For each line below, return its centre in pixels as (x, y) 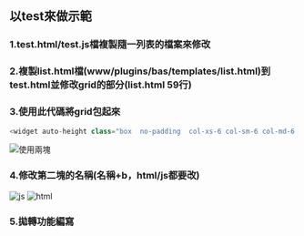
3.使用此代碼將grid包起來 (65, 112)
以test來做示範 (51, 16)
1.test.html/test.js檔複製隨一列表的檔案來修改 (110, 45)
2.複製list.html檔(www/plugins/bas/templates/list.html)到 (140, 71)
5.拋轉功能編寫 (42, 221)
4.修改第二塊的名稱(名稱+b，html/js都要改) (105, 176)
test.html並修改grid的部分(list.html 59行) (101, 85)
